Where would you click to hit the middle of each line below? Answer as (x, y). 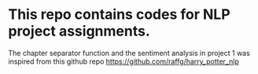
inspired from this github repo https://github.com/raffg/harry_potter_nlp (124, 61)
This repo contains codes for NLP (119, 15)
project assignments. (79, 31)
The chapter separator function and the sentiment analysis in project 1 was (129, 53)
